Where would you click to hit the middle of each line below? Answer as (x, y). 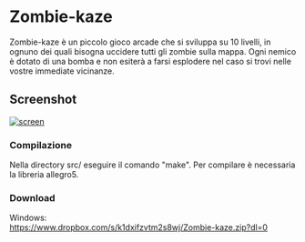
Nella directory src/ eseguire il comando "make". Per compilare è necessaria (152, 165)
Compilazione (41, 145)
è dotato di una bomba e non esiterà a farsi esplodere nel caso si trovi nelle (150, 61)
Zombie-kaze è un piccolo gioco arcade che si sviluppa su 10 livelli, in (140, 42)
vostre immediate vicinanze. (62, 71)
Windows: (28, 218)
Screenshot (43, 100)
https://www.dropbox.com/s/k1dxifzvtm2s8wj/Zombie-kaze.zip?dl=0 (139, 227)
